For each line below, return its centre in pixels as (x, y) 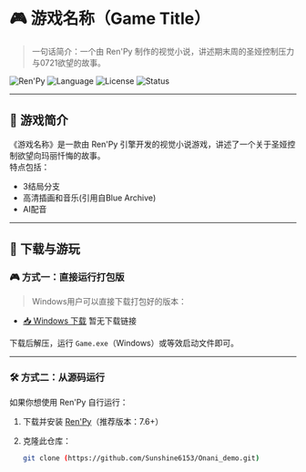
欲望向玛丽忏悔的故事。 (61, 155)
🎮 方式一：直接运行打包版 (67, 277)
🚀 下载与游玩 (45, 249)
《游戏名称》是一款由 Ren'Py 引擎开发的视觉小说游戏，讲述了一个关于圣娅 (149, 144)
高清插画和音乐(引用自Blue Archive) (89, 198)
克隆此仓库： (46, 441)
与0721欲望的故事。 (69, 62)
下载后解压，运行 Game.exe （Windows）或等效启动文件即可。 (124, 344)
